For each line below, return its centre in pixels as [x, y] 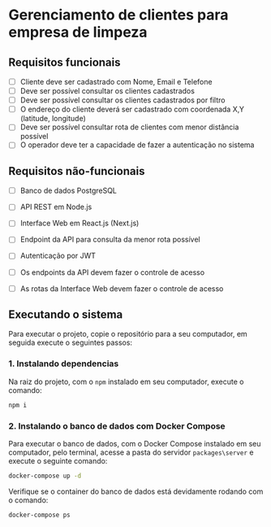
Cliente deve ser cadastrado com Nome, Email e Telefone [116, 82]
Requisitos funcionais [65, 62]
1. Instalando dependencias [64, 364]
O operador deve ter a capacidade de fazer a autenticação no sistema [137, 145]
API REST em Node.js [56, 207]
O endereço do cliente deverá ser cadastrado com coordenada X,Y [132, 109]
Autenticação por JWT [58, 256]
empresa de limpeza [78, 32]
